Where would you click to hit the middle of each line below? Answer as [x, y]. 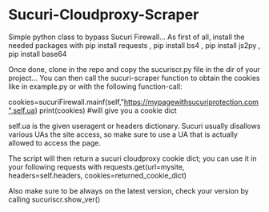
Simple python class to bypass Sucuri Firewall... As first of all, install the [126, 37]
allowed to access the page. [55, 142]
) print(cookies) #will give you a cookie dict [106, 110]
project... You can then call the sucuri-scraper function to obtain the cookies [134, 78]
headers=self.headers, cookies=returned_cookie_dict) [97, 175]
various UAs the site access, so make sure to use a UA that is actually [123, 134]
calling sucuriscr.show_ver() [54, 199]
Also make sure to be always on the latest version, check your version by [129, 190]
